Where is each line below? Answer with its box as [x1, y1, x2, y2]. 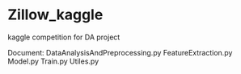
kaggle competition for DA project [7, 32, 120, 42]
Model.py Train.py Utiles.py [7, 56, 99, 66]
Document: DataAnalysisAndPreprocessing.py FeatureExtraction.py [7, 47, 233, 57]
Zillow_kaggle [7, 6, 104, 24]
